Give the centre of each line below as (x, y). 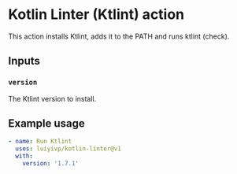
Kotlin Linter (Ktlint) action (96, 15)
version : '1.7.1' (51, 164)
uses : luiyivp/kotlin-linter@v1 (69, 149)
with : (24, 156)
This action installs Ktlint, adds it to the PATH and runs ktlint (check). (119, 36)
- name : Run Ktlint (40, 142)
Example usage (46, 124)
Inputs (24, 61)
